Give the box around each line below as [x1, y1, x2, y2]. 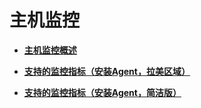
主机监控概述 [23, 44, 77, 56]
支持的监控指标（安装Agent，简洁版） [23, 86, 182, 98]
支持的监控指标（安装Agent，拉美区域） [23, 65, 191, 77]
